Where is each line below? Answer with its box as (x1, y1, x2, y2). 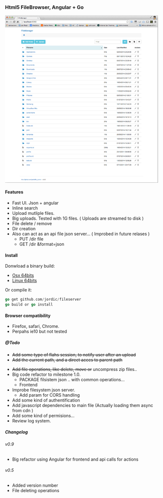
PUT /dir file (19, 236, 44, 242)
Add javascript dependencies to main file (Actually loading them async (12, 402, 153, 408)
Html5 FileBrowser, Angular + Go (5, 4, 84, 11)
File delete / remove (12, 221, 52, 226)
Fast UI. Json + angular (12, 200, 59, 206)
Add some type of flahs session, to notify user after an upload (12, 352, 136, 358)
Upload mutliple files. (12, 210, 55, 216)
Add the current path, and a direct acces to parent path (12, 357, 123, 363)
